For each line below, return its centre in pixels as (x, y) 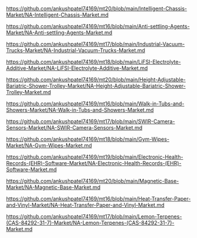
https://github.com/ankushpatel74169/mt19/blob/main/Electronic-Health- (95, 157)
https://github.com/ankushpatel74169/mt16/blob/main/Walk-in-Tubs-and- (95, 104)
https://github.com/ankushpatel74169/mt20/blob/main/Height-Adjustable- (96, 80)
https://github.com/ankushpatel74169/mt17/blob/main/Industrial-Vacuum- (96, 44)
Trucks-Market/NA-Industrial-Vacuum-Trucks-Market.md (76, 50)
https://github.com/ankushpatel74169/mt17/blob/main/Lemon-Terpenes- (94, 216)
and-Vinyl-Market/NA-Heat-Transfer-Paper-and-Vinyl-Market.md (86, 205)
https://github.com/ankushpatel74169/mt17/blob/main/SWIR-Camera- (91, 121)
